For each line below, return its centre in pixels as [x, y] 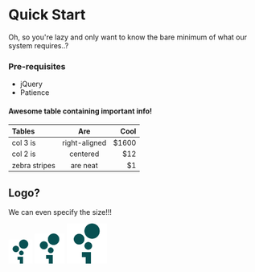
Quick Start [47, 15]
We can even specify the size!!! [60, 212]
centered [84, 154]
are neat [84, 165]
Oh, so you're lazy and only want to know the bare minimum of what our [128, 37]
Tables [23, 131]
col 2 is [24, 154]
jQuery [31, 84]
